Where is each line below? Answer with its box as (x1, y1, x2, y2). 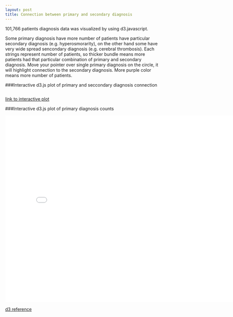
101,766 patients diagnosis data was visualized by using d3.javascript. (5, 25, 148, 31)
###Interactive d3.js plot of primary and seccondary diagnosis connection (5, 82, 158, 88)
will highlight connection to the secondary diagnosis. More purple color (5, 67, 151, 73)
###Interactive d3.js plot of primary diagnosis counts (5, 106, 114, 111)
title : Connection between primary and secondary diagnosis (5, 12, 133, 17)
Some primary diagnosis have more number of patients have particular (5, 35, 150, 41)
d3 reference (5, 306, 32, 312)
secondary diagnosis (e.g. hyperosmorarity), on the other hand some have (5, 40, 158, 46)
